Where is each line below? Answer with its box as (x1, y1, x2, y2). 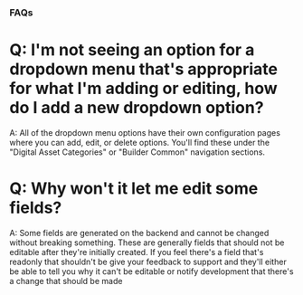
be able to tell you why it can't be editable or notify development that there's (9, 265, 294, 277)
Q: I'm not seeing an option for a (9, 40, 255, 61)
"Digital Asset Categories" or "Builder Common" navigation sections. (9, 147, 265, 157)
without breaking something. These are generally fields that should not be (9, 237, 285, 248)
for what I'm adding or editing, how (9, 79, 278, 99)
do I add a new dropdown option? (9, 98, 264, 119)
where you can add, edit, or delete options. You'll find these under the (9, 137, 270, 147)
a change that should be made (9, 275, 123, 286)
